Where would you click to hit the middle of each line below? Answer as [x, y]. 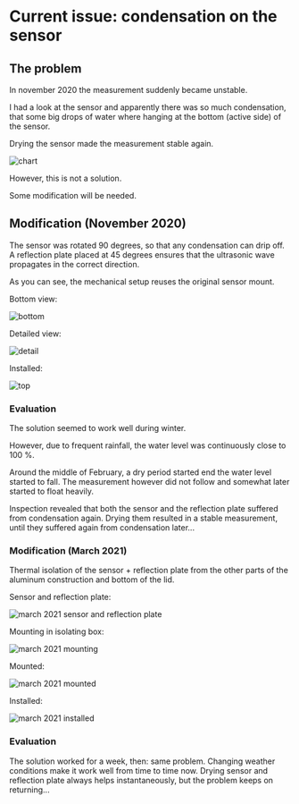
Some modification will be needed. [73, 195]
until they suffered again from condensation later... [102, 528]
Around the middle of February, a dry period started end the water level [141, 472]
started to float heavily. [51, 491]
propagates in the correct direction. [75, 264]
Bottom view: [33, 299]
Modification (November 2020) [98, 224]
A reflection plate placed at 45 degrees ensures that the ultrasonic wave [142, 254]
